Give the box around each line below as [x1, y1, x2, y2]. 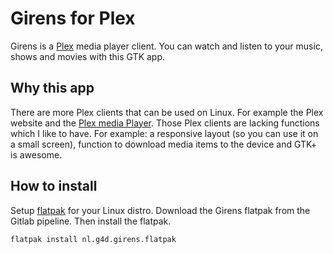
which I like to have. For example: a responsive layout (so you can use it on [10, 127, 319, 139]
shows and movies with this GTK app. [10, 50, 166, 62]
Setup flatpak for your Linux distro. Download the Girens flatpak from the [10, 204, 311, 216]
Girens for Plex [10, 7, 136, 30]
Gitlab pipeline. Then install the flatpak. [10, 215, 172, 227]
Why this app [10, 80, 95, 97]
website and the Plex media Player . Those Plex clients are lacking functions [10, 117, 320, 129]
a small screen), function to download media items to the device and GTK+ [10, 138, 318, 150]
